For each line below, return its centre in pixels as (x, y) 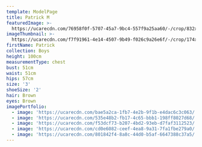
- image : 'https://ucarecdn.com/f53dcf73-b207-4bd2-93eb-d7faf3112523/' (105, 124)
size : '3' (19, 85)
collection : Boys (28, 51)
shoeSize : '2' (24, 90)
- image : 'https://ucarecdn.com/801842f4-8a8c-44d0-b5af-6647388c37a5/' (105, 135)
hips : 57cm (20, 79)
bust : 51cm (20, 67)
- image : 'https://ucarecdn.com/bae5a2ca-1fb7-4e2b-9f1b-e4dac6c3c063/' (105, 112)
